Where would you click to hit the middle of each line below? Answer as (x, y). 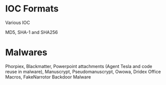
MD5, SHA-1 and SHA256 (32, 32)
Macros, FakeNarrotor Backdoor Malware (48, 77)
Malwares (26, 52)
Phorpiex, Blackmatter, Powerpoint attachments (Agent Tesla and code (79, 66)
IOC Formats (32, 9)
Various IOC (18, 22)
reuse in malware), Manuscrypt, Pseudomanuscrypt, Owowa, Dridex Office (83, 71)
